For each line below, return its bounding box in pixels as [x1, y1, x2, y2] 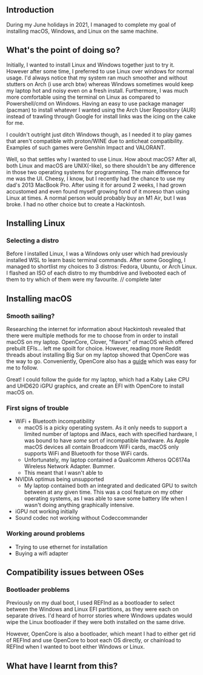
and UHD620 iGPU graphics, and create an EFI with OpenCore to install [6, 382, 185, 389]
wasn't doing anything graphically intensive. [24, 502, 135, 509]
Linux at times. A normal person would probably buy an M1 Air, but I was [6, 194, 187, 201]
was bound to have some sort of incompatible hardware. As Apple [24, 437, 190, 445]
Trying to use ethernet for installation [15, 543, 108, 551]
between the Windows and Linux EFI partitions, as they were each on [6, 606, 179, 613]
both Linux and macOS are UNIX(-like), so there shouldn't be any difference [6, 162, 196, 169]
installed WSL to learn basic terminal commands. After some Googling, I [6, 257, 186, 264]
